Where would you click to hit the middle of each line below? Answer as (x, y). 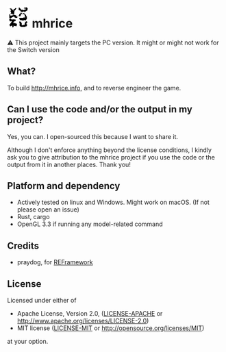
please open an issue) (48, 210)
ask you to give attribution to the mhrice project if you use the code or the (111, 157)
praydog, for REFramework (55, 262)
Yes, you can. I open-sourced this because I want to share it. (93, 136)
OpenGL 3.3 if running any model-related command (90, 224)
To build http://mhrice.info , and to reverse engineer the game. (94, 88)
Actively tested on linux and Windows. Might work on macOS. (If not (113, 202)
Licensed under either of (42, 300)
